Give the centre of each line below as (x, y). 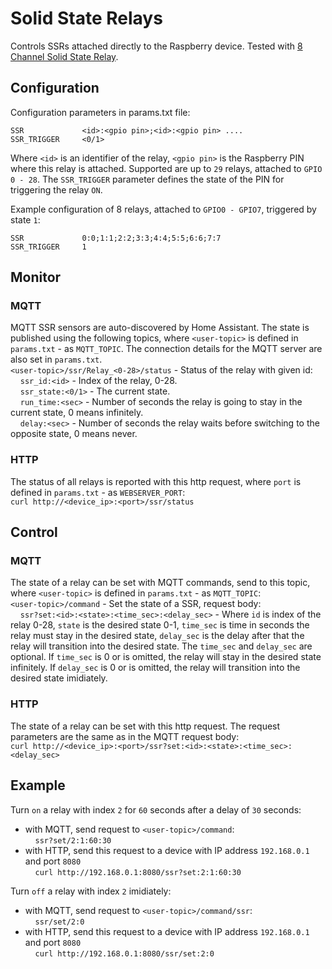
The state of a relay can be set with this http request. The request (145, 726)
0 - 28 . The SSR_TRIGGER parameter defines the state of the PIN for (147, 179)
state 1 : (25, 219)
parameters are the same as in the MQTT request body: (125, 736)
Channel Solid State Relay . (64, 56)
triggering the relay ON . (56, 189)
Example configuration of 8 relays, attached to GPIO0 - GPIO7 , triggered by (163, 209)
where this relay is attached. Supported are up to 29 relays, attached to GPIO (166, 168)
